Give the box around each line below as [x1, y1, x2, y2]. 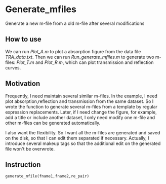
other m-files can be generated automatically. [5, 120, 101, 126]
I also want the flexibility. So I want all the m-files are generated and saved [5, 129, 160, 135]
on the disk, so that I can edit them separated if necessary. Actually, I [5, 135, 149, 141]
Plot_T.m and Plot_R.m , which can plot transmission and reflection [16, 59, 154, 65]
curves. [5, 64, 21, 70]
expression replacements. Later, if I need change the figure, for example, [5, 109, 157, 115]
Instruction [5, 160, 41, 169]
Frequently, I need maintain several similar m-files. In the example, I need [5, 93, 158, 99]
